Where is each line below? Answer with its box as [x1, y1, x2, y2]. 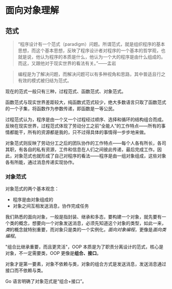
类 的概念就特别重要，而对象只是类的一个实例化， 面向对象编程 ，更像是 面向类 [5, 227, 166, 233]
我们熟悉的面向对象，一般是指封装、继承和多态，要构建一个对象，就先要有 [5, 214, 162, 220]
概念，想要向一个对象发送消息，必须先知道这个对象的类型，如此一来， [18, 220, 166, 226]
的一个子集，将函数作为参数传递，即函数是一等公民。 [5, 106, 117, 111]
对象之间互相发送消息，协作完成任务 [12, 203, 89, 209]
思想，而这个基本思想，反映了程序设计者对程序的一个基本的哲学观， [17, 47, 161, 54]
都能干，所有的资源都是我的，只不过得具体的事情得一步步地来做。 [9, 129, 149, 135]
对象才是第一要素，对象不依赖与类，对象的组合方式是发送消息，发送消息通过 [5, 261, 166, 267]
